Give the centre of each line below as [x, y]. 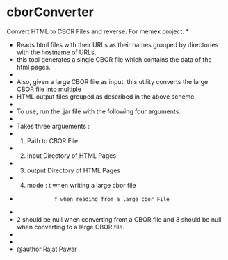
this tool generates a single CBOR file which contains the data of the [114, 59]
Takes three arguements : [53, 126]
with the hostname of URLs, [56, 52]
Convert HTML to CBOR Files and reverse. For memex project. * [98, 31]
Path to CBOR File [52, 140]
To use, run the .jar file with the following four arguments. [99, 111]
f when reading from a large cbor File [112, 199]
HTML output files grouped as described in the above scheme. [106, 96]
